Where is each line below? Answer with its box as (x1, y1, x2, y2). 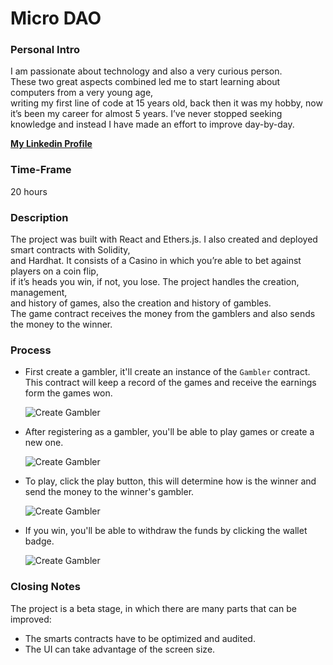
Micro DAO (10, 7, 102, 30)
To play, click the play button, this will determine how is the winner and (24, 475, 317, 487)
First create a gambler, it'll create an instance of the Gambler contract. (24, 366, 311, 378)
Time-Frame (10, 163, 72, 177)
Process (10, 343, 52, 357)
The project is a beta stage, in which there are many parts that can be (10, 602, 297, 614)
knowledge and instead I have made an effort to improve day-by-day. (10, 118, 295, 131)
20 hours (10, 185, 48, 197)
